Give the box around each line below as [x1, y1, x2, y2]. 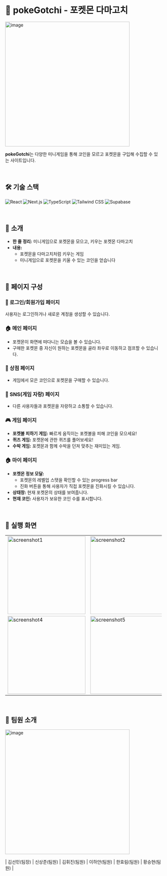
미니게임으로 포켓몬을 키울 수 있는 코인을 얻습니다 [19, 257, 116, 263]
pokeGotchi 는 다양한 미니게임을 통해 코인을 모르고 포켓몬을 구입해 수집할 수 [5, 151, 153, 157]
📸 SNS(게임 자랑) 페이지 [5, 391, 60, 398]
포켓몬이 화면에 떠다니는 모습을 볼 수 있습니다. [12, 339, 102, 345]
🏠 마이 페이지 [5, 457, 37, 464]
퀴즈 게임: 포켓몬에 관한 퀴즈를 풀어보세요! [12, 437, 93, 443]
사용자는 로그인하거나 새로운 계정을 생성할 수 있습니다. [5, 311, 110, 317]
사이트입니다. [10, 157, 36, 163]
